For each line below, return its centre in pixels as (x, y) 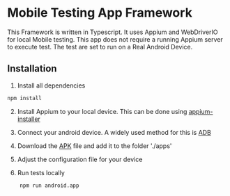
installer (29, 119)
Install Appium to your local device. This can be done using (102, 111)
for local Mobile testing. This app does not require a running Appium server (115, 39)
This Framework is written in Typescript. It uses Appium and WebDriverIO (113, 32)
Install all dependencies (51, 85)
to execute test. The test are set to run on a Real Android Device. (100, 47)
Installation (32, 68)
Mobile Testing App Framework (100, 13)
